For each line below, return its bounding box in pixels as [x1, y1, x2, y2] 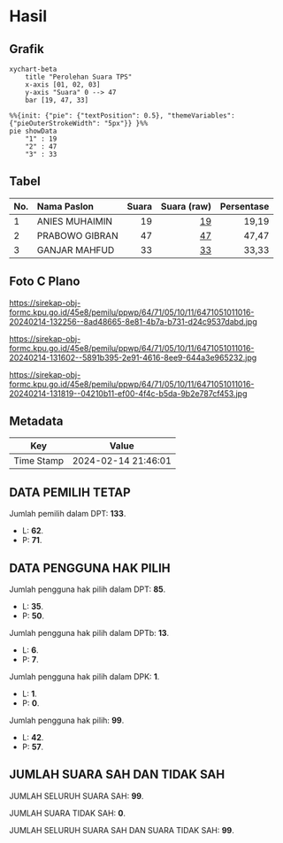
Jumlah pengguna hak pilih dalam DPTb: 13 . [9, 628, 170, 639]
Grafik [9, 42, 44, 57]
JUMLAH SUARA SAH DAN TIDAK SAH [9, 767, 226, 782]
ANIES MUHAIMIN [36, 215, 113, 227]
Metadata [9, 414, 64, 429]
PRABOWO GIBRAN [36, 229, 119, 241]
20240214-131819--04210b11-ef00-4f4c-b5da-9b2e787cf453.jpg [9, 387, 248, 399]
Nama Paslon [36, 200, 95, 212]
